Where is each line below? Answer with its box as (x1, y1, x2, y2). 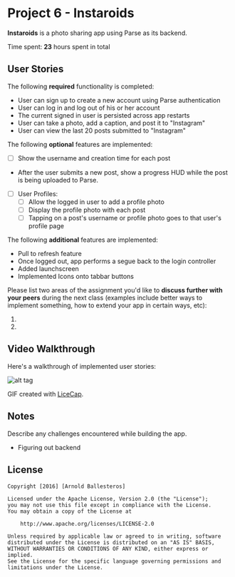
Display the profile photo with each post (28, 205, 146, 214)
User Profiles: (17, 189, 58, 198)
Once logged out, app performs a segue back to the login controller (17, 257, 216, 265)
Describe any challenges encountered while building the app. (7, 429, 187, 438)
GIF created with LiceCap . (7, 389, 84, 398)
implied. (7, 551, 33, 558)
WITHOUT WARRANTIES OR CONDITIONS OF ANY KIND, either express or (7, 545, 209, 552)
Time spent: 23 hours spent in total (7, 42, 110, 51)
